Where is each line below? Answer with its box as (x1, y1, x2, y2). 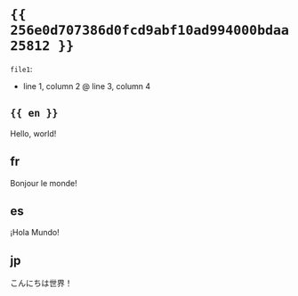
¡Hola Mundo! (10, 227, 60, 238)
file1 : (10, 63, 33, 74)
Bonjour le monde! (10, 177, 78, 188)
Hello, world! (10, 127, 57, 139)
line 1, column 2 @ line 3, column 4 (22, 80, 151, 91)
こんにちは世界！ (10, 278, 73, 289)
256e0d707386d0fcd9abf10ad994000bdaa (10, 22, 290, 39)
